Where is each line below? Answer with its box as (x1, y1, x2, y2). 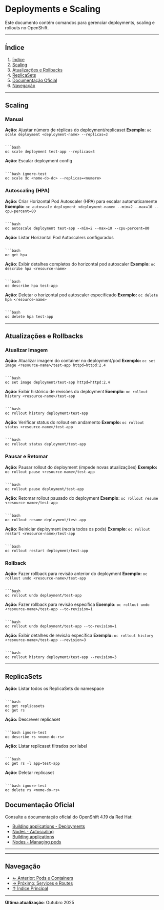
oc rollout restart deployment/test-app (5, 548, 89, 553)
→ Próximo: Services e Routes (12, 880, 73, 886)
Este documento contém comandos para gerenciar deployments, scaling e (5, 20, 155, 25)
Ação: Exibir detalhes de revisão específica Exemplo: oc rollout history (5, 632, 154, 639)
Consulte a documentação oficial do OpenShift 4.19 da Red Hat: (5, 814, 133, 820)
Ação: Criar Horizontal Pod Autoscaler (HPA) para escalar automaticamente (5, 198, 158, 204)
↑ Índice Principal (12, 886, 48, 891)
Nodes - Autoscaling (12, 828, 54, 834)
